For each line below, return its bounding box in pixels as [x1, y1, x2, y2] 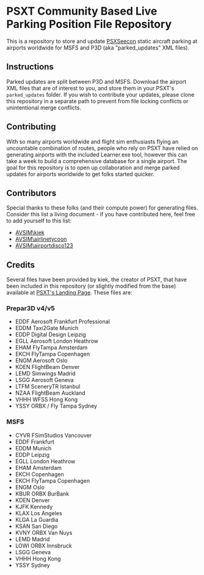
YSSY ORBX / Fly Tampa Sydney [15, 402, 98, 410]
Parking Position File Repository [6, 17, 172, 31]
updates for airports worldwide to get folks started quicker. [6, 170, 155, 178]
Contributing [6, 122, 56, 132]
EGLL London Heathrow [15, 457, 76, 465]
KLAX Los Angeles [15, 509, 62, 517]
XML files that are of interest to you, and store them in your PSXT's [6, 84, 175, 92]
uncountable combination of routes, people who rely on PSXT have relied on [6, 144, 199, 152]
